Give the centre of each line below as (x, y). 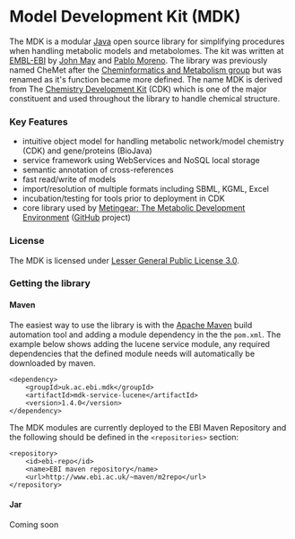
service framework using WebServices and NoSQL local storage (141, 161)
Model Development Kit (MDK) (125, 17)
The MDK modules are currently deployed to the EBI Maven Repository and (148, 427)
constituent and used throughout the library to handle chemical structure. (145, 98)
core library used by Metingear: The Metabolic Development (134, 208)
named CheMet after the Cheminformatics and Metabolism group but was (146, 70)
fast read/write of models (69, 179)
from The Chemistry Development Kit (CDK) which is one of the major (138, 89)
